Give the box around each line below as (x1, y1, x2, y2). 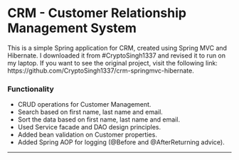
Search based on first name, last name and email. (17, 108, 164, 117)
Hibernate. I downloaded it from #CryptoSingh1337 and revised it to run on (7, 51, 226, 60)
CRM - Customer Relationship (7, 5, 187, 21)
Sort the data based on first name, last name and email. (17, 115, 180, 124)
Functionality (7, 84, 55, 94)
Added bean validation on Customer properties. (17, 130, 158, 139)
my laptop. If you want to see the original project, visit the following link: (7, 58, 218, 67)
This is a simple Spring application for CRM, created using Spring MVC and (7, 43, 228, 52)
